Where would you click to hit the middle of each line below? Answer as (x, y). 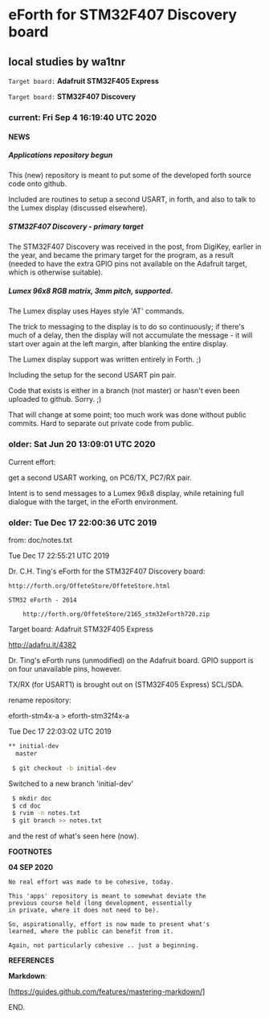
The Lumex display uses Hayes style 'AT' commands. (96, 311)
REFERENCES (31, 961)
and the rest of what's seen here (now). (73, 836)
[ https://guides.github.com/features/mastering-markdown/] (107, 991)
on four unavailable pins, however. (65, 669)
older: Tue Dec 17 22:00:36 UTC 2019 (83, 523)
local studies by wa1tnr (67, 62)
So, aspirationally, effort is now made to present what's (109, 925)
